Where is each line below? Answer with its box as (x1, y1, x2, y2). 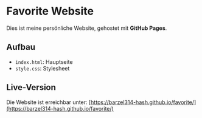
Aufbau (6, 42, 35, 52)
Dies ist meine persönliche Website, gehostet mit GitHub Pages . (6, 24, 167, 32)
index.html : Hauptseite (15, 58, 73, 65)
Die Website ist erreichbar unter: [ (6, 99, 91, 106)
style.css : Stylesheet (15, 64, 70, 72)
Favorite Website (6, 4, 94, 18)
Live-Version (6, 82, 57, 92)
